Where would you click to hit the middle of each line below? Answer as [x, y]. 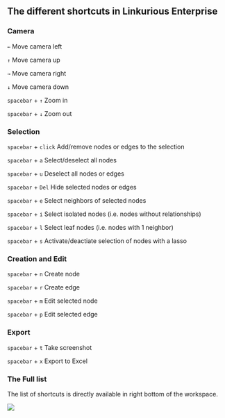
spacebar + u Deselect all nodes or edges [66, 174]
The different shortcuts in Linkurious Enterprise [112, 11]
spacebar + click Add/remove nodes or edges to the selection [96, 147]
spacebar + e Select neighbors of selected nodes [77, 200]
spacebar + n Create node [43, 274]
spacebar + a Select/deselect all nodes [62, 160]
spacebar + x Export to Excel [48, 361]
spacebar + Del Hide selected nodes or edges [72, 187]
